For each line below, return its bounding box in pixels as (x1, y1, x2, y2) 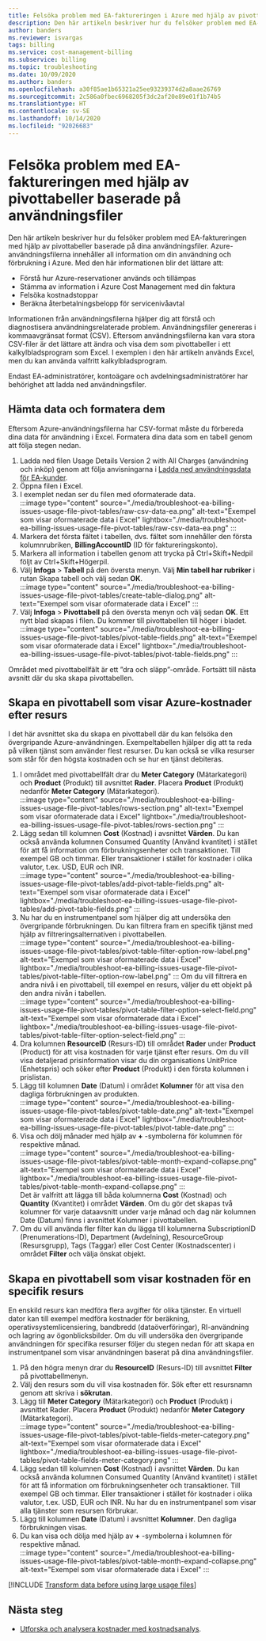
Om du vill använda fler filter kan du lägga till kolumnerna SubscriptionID (19, 1224, 256, 1233)
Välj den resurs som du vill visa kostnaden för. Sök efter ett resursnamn (19, 1380, 253, 1389)
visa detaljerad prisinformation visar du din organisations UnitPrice (19, 1056, 237, 1066)
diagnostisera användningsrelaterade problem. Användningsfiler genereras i (8, 322, 256, 332)
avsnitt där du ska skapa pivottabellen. (8, 673, 135, 682)
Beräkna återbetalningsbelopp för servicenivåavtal (19, 298, 184, 308)
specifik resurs (8, 1284, 85, 1298)
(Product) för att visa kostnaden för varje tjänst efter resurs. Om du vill (19, 1047, 249, 1057)
